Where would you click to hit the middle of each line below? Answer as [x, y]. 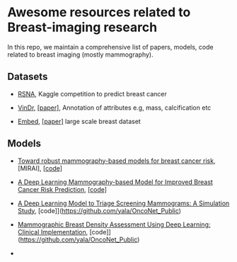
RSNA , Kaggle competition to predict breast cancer [92, 93]
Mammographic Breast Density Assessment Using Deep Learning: [114, 224]
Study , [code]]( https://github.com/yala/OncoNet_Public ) [99, 210]
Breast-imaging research [82, 27]
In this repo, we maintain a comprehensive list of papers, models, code [110, 47]
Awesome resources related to [99, 12]
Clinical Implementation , [53, 232]
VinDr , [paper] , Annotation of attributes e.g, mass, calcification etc [114, 108]
